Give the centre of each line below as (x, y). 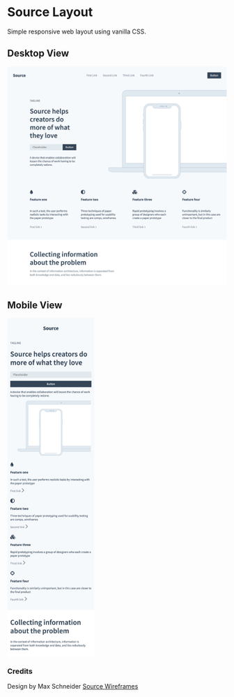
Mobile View (35, 305)
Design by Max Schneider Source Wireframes (73, 687)
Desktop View (38, 53)
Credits (20, 671)
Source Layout (50, 12)
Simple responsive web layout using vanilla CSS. (77, 31)
